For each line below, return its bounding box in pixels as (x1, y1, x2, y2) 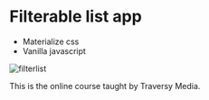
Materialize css (22, 36, 80, 47)
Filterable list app (9, 6, 142, 27)
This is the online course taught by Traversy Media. (9, 80, 201, 91)
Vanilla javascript (22, 45, 86, 56)
